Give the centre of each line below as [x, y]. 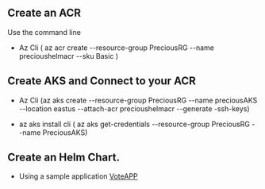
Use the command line [44, 32]
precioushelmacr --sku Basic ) [69, 56]
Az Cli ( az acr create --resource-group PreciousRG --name [117, 48]
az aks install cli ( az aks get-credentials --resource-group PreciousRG [134, 124]
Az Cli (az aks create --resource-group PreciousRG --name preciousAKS [138, 100]
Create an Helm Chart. [64, 158]
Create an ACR [44, 13]
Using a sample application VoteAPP [78, 176]
